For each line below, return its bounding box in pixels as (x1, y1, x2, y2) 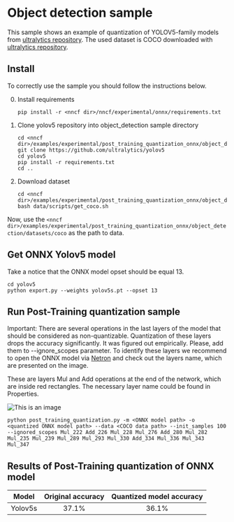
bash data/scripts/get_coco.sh (17, 202, 109, 210)
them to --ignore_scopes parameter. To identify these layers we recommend (7, 347, 227, 355)
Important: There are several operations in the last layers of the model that (7, 325, 221, 333)
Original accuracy (44, 492, 105, 502)
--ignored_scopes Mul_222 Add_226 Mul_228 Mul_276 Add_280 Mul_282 (7, 429, 208, 436)
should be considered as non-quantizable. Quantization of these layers (7, 331, 212, 340)
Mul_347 (7, 441, 30, 448)
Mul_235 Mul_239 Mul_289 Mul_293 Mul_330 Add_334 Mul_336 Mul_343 (7, 435, 205, 442)
